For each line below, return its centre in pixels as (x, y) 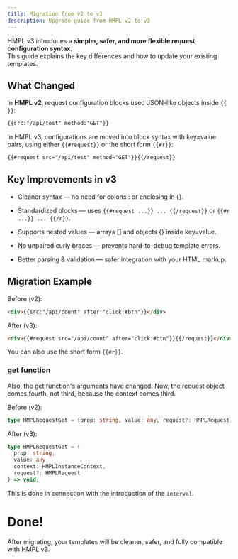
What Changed (41, 86)
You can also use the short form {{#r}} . (65, 352)
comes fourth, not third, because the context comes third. (91, 393)
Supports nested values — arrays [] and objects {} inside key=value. (117, 232)
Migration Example (50, 282)
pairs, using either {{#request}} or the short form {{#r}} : (90, 145)
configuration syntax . (40, 48)
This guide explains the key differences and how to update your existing (112, 56)
